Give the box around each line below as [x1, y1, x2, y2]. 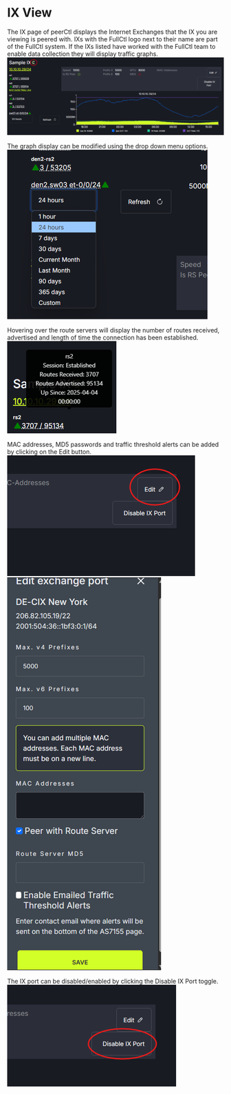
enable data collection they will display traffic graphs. [7, 50, 158, 58]
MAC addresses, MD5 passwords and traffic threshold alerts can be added [7, 440, 219, 448]
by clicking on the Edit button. [7, 447, 91, 456]
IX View [7, 5, 52, 21]
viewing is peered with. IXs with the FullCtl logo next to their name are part [7, 34, 218, 43]
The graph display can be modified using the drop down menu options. [7, 141, 208, 150]
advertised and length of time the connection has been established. [7, 333, 199, 341]
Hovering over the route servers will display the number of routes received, [7, 326, 220, 334]
